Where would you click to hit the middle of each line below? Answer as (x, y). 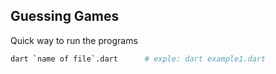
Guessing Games (65, 16)
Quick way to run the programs (74, 40)
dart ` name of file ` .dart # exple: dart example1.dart (138, 59)
